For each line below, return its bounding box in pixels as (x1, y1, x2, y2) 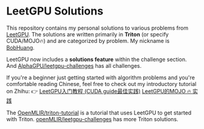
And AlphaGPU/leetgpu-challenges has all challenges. (6, 62, 142, 69)
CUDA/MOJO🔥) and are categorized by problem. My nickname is (6, 37, 170, 44)
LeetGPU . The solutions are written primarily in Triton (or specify (6, 30, 169, 38)
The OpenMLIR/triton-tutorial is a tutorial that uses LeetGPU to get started (6, 109, 192, 116)
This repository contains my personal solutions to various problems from (6, 24, 189, 31)
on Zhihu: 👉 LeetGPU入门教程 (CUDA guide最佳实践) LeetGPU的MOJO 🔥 (6, 87, 192, 94)
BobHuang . (6, 44, 35, 51)
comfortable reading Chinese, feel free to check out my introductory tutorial (6, 80, 197, 87)
